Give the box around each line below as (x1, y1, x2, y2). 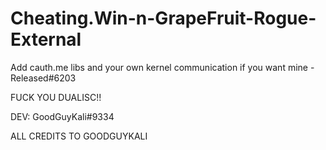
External (10, 28, 82, 51)
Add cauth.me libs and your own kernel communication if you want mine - (10, 61, 315, 73)
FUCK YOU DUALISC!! (10, 91, 102, 103)
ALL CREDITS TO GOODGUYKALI (10, 130, 148, 142)
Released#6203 (10, 72, 77, 84)
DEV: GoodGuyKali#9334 (10, 110, 115, 122)
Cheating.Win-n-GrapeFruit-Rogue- (10, 7, 317, 30)
